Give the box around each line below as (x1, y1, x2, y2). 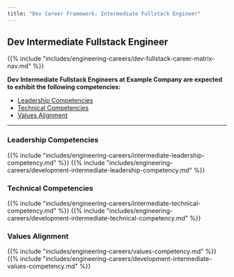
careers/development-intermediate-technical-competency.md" (7, 214, 189, 223)
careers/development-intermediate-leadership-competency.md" (7, 165, 193, 174)
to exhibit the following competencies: (7, 83, 121, 91)
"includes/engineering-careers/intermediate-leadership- (42, 151, 205, 159)
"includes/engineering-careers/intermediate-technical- (42, 200, 201, 208)
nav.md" (7, 62, 31, 70)
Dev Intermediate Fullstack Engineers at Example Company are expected (7, 75, 223, 84)
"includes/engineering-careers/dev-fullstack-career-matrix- (42, 54, 215, 63)
